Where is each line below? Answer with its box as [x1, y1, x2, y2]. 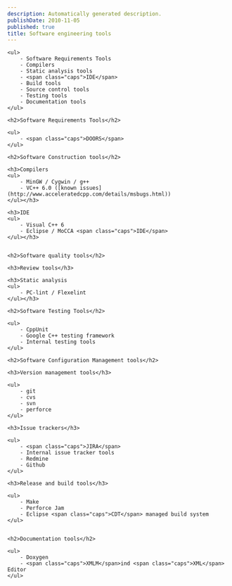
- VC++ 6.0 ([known [20, 184, 77, 192]
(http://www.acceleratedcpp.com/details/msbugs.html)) [7, 191, 172, 198]
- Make [20, 499, 39, 506]
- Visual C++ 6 [20, 222, 65, 229]
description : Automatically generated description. [7, 10, 162, 18]
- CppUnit [20, 326, 49, 333]
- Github [20, 461, 46, 469]
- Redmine [20, 455, 49, 463]
